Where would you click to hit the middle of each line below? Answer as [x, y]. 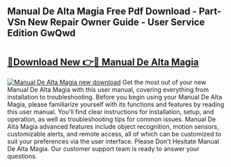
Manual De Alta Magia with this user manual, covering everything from [108, 89]
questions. [22, 156]
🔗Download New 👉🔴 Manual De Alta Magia [103, 62]
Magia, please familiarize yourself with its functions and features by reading [116, 104]
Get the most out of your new [164, 82]
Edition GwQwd [41, 33]
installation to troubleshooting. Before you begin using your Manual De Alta [115, 97]
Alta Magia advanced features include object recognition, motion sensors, [113, 127]
